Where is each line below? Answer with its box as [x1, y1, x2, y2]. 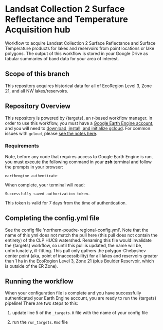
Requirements [5, 143, 39, 149]
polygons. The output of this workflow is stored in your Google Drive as [5, 50, 148, 56]
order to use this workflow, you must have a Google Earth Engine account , [5, 120, 154, 126]
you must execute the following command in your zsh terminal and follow [5, 159, 152, 165]
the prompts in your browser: [5, 164, 63, 170]
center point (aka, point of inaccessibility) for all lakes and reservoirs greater [5, 253, 158, 258]
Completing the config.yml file [5, 214, 100, 222]
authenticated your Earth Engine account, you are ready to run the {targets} [5, 295, 157, 301]
